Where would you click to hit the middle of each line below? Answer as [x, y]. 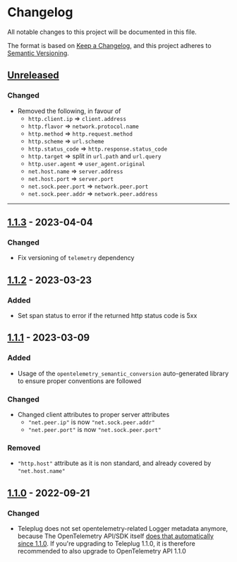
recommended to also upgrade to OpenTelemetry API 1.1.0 [102, 551]
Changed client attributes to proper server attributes [93, 414]
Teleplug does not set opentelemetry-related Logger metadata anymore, [122, 528]
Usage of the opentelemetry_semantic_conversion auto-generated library [123, 373]
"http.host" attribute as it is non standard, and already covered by [114, 463]
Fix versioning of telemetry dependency [76, 258]
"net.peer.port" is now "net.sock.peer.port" [95, 429]
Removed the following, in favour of [69, 111]
